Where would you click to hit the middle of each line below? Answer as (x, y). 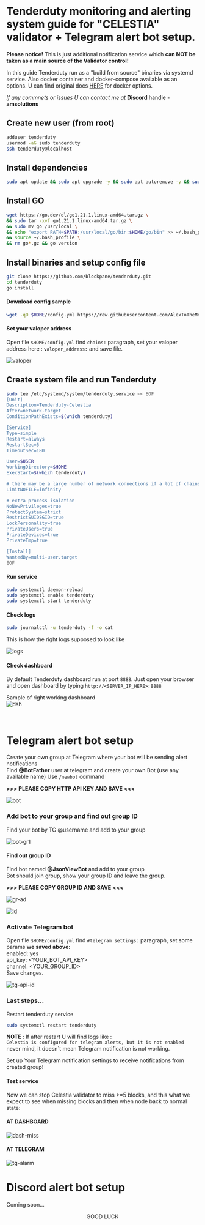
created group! (25, 1067)
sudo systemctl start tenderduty (49, 601)
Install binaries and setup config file (76, 262)
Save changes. (25, 973)
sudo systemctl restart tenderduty (52, 1025)
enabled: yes (23, 953)
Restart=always (26, 439)
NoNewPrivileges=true (34, 506)
